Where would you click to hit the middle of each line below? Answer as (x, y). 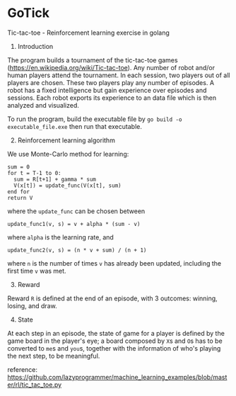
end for (19, 192)
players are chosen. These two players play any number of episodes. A (111, 82)
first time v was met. (37, 271)
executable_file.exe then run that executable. (75, 126)
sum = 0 (19, 167)
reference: (22, 369)
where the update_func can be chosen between (76, 211)
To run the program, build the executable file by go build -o (95, 119)
